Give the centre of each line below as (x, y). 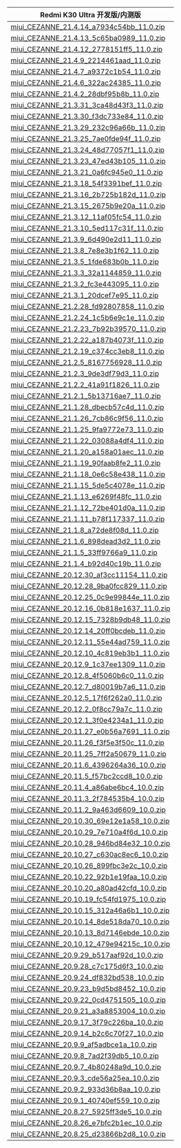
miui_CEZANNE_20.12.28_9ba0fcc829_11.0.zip (89, 586)
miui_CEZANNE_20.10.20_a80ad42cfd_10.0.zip (89, 888)
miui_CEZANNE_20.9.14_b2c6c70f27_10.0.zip (87, 1033)
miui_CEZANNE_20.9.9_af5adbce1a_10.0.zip (84, 1044)
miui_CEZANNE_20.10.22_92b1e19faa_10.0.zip (89, 877)
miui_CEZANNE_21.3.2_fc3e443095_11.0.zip (85, 284)
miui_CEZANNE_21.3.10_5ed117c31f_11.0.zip (87, 228)
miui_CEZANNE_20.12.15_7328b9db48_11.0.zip (90, 620)
